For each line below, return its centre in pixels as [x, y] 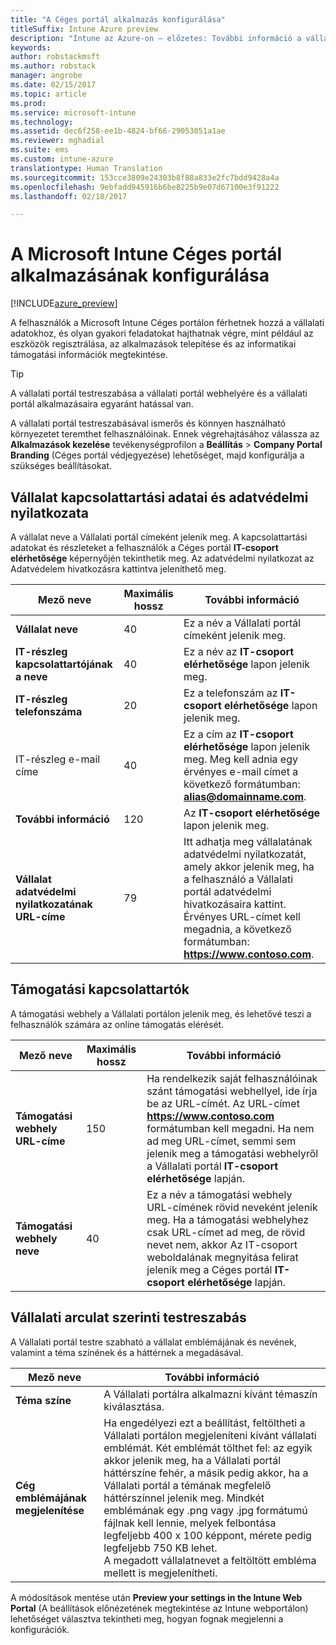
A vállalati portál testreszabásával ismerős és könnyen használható [148, 423]
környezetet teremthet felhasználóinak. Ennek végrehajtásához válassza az [165, 434]
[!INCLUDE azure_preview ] [64, 303]
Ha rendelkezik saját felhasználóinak [232, 1078]
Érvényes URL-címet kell [242, 916]
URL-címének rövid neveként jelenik [232, 1207]
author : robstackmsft [55, 57]
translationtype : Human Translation [86, 168]
